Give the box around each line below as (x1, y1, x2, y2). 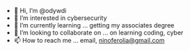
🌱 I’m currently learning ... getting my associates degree (13, 21, 175, 29)
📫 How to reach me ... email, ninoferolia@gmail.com (13, 37, 165, 44)
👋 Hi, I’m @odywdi (13, 7, 67, 14)
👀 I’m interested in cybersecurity (13, 14, 107, 22)
